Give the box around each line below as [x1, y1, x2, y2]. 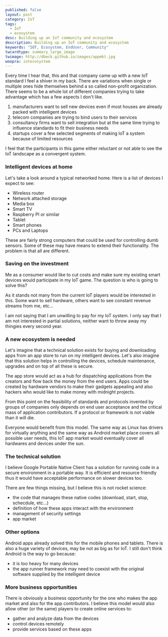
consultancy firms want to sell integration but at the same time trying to [12, 120, 160, 126]
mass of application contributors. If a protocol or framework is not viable [5, 409, 155, 415]
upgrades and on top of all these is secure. [5, 363, 94, 370]
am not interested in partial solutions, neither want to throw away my [5, 318, 147, 324]
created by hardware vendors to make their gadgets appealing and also [5, 384, 153, 390]
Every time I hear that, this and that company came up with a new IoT [5, 72, 148, 78]
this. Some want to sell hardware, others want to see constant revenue [5, 297, 151, 303]
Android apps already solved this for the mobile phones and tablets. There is [5, 540, 163, 546]
